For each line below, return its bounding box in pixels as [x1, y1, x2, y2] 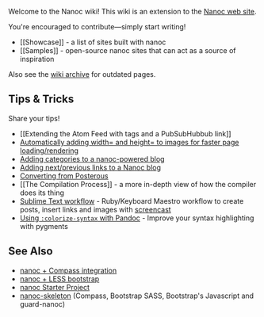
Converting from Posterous [19, 170, 109, 181]
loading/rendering [19, 146, 79, 155]
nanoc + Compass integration [19, 265, 117, 275]
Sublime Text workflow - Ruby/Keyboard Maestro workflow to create [19, 196, 244, 205]
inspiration [19, 55, 55, 63]
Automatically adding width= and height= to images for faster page [19, 137, 239, 147]
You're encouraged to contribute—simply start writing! [8, 22, 186, 31]
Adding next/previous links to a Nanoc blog [19, 162, 161, 172]
